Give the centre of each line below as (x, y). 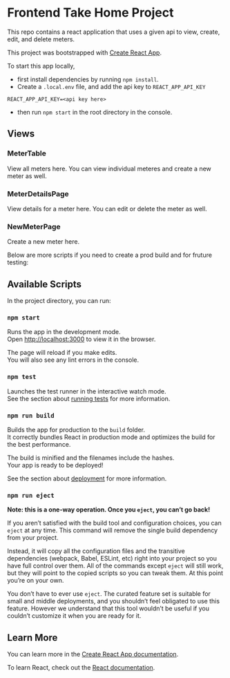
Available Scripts (44, 284)
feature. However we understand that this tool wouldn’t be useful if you (108, 608)
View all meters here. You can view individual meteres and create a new (109, 168)
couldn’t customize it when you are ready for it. (74, 616)
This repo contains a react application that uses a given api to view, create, (114, 32)
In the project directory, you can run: (59, 301)
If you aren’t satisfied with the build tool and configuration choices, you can (115, 523)
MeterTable (27, 153)
